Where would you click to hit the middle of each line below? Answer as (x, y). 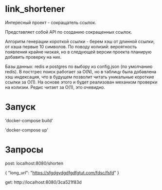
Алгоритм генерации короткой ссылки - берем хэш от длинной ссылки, (80, 41)
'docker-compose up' (27, 130)
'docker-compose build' (29, 120)
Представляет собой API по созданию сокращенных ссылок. (69, 32)
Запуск (20, 107)
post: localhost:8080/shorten (34, 163)
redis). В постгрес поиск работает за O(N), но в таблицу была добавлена (81, 71)
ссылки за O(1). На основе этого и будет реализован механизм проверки (81, 82)
